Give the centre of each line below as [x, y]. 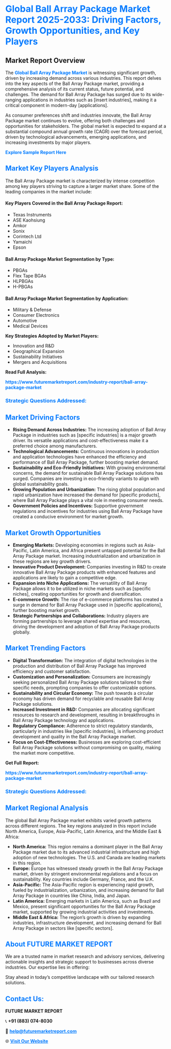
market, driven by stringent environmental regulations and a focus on [85, 873]
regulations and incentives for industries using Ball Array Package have [88, 511]
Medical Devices [30, 326]
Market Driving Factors [43, 417]
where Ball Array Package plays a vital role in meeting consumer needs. [88, 500]
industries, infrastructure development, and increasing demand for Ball [87, 923]
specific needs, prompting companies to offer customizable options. [84, 687]
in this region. [27, 863]
